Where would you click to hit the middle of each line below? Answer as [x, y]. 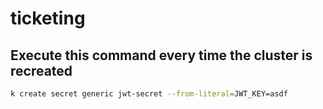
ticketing [48, 18]
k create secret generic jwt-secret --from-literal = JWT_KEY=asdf [149, 94]
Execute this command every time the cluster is [161, 55]
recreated [41, 70]
